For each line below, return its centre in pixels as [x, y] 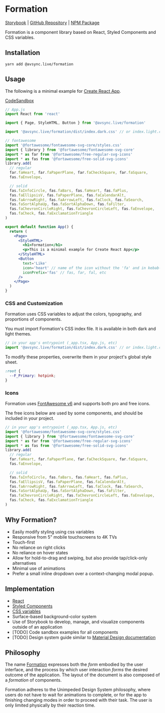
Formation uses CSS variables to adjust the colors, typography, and [73, 314]
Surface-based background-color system [54, 616]
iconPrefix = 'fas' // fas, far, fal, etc [65, 273]
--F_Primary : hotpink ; [33, 376]
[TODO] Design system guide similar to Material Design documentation [84, 637]
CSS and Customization [34, 303]
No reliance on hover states [40, 552]
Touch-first [24, 542]
